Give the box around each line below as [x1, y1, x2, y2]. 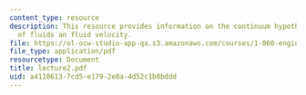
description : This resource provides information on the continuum [9, 22, 271, 31]
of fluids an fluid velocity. [17, 30, 132, 39]
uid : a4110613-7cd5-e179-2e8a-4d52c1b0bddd [9, 72, 178, 81]
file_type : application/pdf [9, 47, 117, 56]
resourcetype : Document [9, 55, 100, 64]
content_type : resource [9, 13, 100, 23]
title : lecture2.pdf [9, 64, 88, 73]
